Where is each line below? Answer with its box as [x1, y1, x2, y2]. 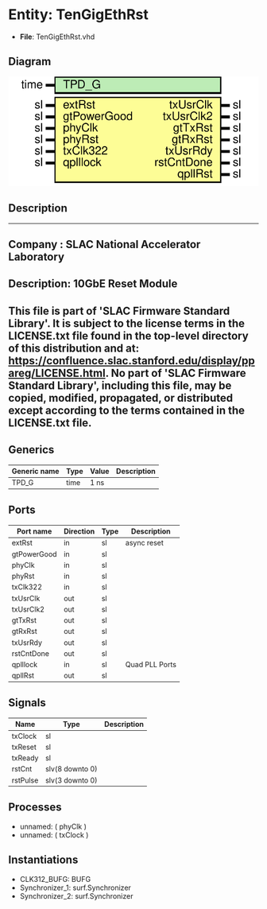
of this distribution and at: [8, 341, 140, 355]
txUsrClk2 [11, 604, 45, 614]
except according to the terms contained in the [8, 403, 245, 417]
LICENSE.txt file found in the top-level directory [8, 328, 249, 343]
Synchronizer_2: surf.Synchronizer [19, 891, 133, 900]
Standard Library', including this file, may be [8, 379, 232, 392]
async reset [125, 538, 164, 548]
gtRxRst [11, 627, 37, 636]
